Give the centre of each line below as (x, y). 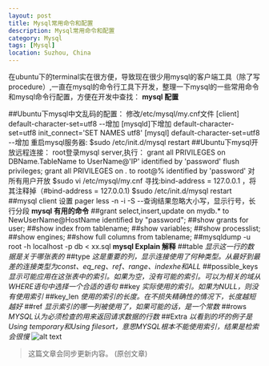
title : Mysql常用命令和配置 (51, 23)
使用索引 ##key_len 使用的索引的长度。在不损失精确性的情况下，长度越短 (135, 296)
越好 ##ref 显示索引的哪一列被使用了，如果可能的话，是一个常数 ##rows (127, 306)
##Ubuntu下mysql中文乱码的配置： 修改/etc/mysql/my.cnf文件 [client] (124, 114)
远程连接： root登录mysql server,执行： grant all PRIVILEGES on (120, 152)
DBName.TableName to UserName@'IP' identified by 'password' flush (124, 161)
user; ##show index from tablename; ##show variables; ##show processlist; (134, 228)
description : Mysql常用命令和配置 (62, 30)
